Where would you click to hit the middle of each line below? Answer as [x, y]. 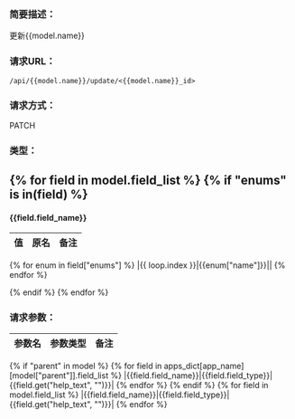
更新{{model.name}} [47, 36]
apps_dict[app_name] [204, 366]
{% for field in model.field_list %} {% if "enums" [148, 181]
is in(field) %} [49, 195]
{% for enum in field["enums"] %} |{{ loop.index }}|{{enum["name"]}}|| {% [147, 265]
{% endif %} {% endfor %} [59, 292]
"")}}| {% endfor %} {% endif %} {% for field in [181, 385]
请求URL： [32, 62]
